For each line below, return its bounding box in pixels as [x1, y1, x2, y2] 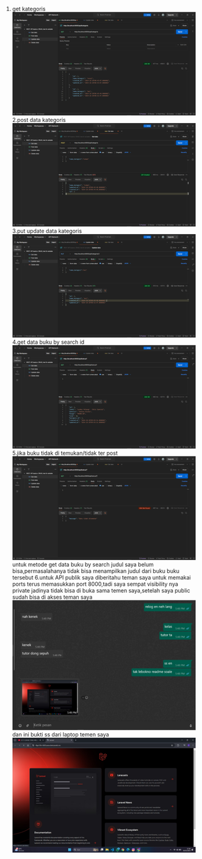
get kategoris [12, 6, 46, 12]
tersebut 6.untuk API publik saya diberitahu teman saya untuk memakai [12, 573, 191, 581]
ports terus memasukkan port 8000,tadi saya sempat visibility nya [12, 580, 179, 588]
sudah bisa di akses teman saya [12, 593, 93, 600]
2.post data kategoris [12, 116, 66, 124]
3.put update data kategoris [12, 227, 82, 235]
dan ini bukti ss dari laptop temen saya [12, 731, 109, 738]
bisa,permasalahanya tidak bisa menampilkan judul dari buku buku [12, 567, 180, 575]
